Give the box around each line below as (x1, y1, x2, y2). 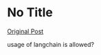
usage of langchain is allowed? (7, 40, 95, 48)
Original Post (7, 27, 44, 35)
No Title (7, 5, 54, 20)
